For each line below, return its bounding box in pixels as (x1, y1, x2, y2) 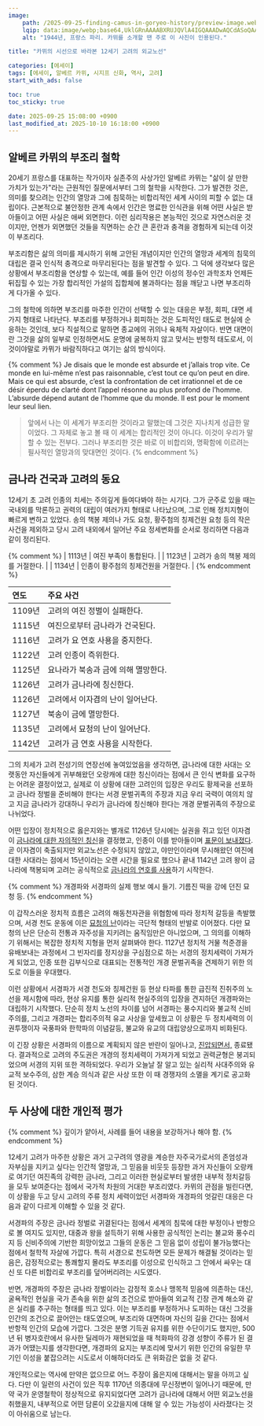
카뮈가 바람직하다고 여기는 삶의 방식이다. (42, 344, 166, 354)
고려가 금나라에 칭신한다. (47, 678, 134, 689)
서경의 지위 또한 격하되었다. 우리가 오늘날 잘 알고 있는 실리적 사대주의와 (28, 1059, 247, 1069)
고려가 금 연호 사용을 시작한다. (47, 737, 153, 748)
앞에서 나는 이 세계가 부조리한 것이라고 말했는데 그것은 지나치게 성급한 (27, 418, 242, 427)
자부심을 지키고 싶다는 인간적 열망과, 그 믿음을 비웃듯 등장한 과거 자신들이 (8, 1162, 233, 1171)
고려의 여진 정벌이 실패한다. (47, 605, 144, 616)
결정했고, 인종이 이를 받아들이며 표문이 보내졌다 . (106, 835, 254, 844)
